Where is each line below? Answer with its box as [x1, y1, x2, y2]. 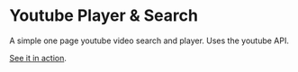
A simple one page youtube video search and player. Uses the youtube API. [9, 35, 290, 46]
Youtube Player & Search [9, 5, 198, 26]
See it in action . [9, 52, 68, 63]
